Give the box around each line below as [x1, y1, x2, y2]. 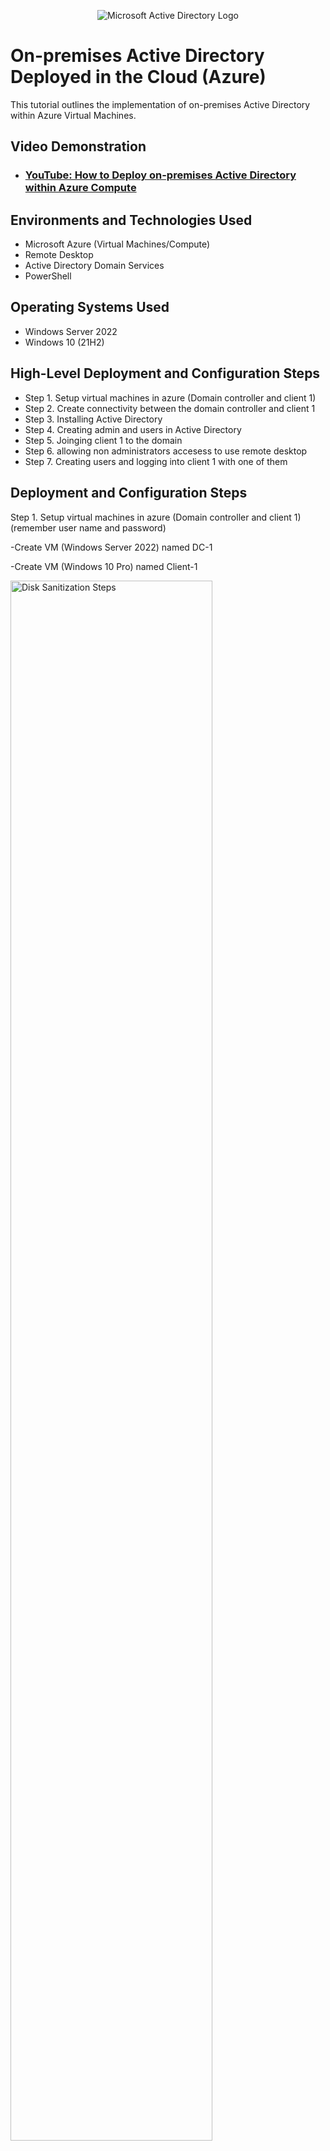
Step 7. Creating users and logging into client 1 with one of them [24, 455, 288, 467]
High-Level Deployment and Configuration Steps [10, 365, 321, 382]
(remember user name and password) [10, 521, 167, 534]
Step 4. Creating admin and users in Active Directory [24, 423, 242, 435]
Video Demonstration [10, 138, 147, 155]
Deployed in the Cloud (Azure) [10, 66, 267, 89]
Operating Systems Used [10, 299, 170, 316]
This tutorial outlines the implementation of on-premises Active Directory [10, 98, 311, 110]
